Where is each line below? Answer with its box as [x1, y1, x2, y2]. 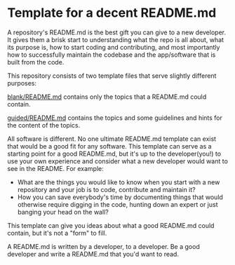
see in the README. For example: [7, 164, 104, 172]
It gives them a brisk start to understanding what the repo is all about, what [7, 35, 224, 43]
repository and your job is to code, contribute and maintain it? [17, 185, 196, 193]
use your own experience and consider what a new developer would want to [7, 156, 228, 165]
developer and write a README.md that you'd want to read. [7, 250, 179, 258]
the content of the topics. [7, 121, 81, 129]
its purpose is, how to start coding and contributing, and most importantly [7, 43, 220, 51]
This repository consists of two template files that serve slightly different [7, 72, 217, 80]
